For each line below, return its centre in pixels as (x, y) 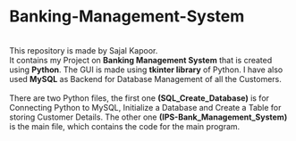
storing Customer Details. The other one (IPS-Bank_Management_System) (148, 117)
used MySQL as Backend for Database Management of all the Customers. (145, 79)
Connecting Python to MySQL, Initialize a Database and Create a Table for (145, 107)
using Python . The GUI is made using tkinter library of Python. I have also (146, 70)
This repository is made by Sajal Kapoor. (84, 50)
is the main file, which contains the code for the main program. (125, 126)
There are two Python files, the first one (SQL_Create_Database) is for (140, 98)
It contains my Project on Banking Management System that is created (141, 60)
